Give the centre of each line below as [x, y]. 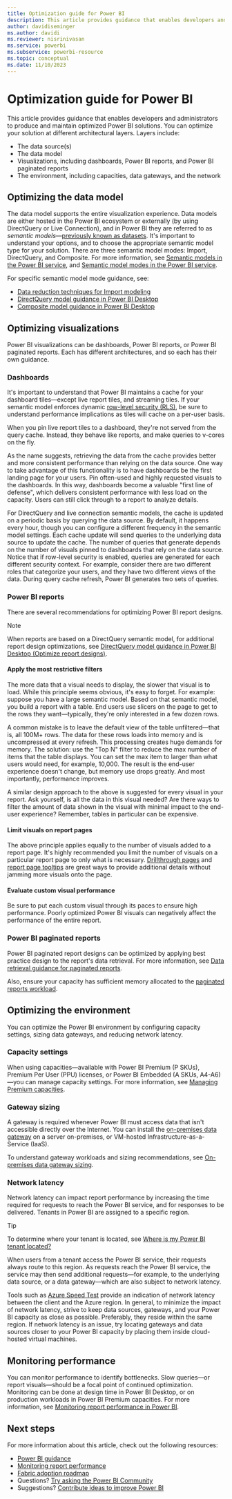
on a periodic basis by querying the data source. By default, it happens [108, 520]
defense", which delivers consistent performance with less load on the [107, 492]
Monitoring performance [61, 1361]
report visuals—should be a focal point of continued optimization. [100, 1385]
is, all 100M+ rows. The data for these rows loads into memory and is [105, 734]
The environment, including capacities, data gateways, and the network [119, 175]
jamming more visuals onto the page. [60, 874]
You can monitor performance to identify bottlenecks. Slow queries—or [109, 1378]
